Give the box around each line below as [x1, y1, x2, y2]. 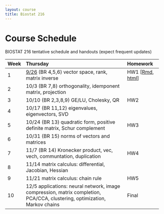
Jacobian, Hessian [26, 167, 68, 174]
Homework [126, 61, 153, 67]
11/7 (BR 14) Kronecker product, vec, [26, 147, 113, 154]
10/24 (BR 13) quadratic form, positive [26, 119, 116, 126]
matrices [26, 139, 46, 146]
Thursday [26, 61, 49, 67]
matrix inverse [26, 75, 59, 82]
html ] [126, 75, 139, 82]
